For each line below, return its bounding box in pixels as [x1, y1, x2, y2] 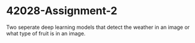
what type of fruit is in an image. [6, 29, 86, 37]
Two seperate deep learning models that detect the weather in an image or [6, 24, 190, 31]
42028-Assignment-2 [6, 4, 117, 18]
